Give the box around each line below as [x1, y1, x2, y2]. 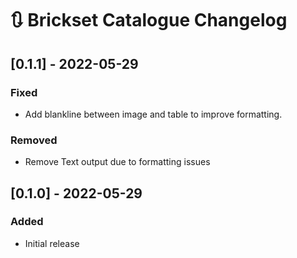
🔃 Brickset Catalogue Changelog [10, 9, 288, 32]
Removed [10, 133, 58, 147]
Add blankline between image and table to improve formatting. [24, 108, 283, 120]
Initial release [24, 237, 80, 249]
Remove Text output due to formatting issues [24, 156, 211, 168]
